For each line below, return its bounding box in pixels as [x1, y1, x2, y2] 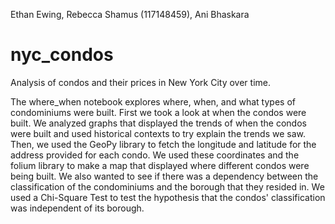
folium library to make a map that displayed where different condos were [10, 159, 310, 171]
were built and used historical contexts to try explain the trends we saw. [10, 127, 306, 139]
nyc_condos [10, 44, 114, 66]
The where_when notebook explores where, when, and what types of [10, 95, 296, 108]
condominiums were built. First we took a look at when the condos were [10, 106, 307, 118]
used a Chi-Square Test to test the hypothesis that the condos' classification [10, 191, 326, 203]
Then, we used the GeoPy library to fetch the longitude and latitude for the [10, 138, 317, 150]
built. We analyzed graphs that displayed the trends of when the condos [10, 117, 307, 129]
